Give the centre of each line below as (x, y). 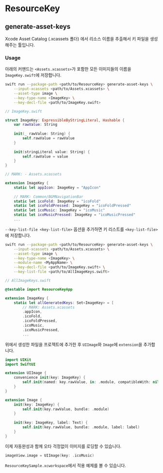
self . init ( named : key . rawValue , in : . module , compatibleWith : (87, 382)
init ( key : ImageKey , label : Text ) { (51, 423)
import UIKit (18, 360)
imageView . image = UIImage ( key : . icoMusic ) (50, 455)
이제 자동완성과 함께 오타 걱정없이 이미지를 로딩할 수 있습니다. (63, 446)
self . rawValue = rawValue (49, 138)
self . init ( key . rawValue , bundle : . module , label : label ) (81, 427)
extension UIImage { (26, 373)
